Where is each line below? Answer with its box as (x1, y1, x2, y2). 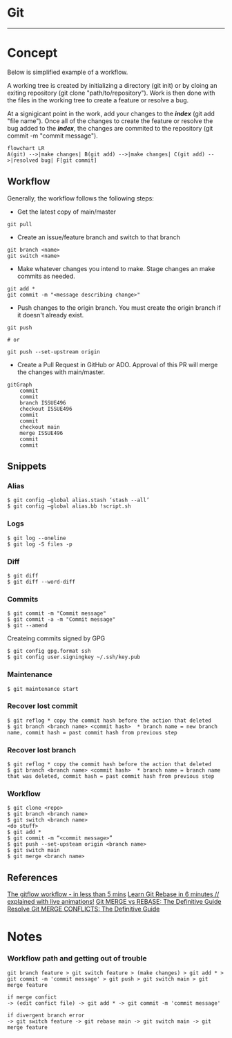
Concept (7, 45, 58, 61)
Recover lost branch (7, 745, 77, 754)
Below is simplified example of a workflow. (7, 68, 128, 76)
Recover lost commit (7, 701, 78, 711)
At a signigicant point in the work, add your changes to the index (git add (7, 109, 215, 118)
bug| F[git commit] (41, 157, 97, 164)
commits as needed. (17, 272, 76, 280)
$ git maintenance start (7, 685, 79, 692)
